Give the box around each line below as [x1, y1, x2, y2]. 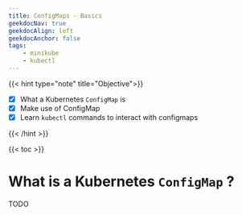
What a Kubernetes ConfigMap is [19, 94, 126, 104]
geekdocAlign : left [8, 27, 74, 35]
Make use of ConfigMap [19, 103, 100, 113]
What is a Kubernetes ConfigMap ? [8, 172, 235, 191]
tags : [8, 42, 27, 50]
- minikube [23, 49, 59, 57]
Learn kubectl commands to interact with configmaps [19, 113, 199, 122]
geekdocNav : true [8, 19, 67, 27]
